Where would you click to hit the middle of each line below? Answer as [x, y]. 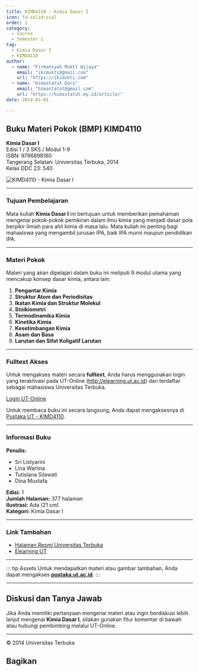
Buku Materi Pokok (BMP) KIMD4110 [74, 129]
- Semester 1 [28, 39]
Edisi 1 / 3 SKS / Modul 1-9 [38, 149]
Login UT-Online [26, 399]
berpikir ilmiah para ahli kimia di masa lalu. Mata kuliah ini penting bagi [92, 226]
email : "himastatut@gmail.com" [55, 89]
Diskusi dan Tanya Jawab [54, 599]
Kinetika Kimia [33, 322]
